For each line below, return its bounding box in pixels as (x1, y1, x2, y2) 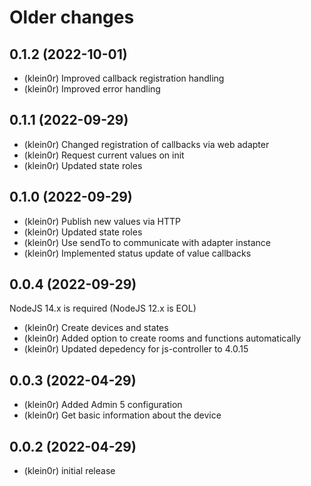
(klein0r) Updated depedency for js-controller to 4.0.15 (23, 343, 249, 355)
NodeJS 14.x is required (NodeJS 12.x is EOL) (9, 302, 197, 315)
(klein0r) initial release (23, 465, 116, 477)
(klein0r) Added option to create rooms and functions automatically (23, 332, 302, 345)
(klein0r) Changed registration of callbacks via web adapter (23, 138, 270, 150)
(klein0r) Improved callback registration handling (23, 72, 225, 84)
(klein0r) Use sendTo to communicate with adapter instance (23, 236, 272, 248)
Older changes (9, 6, 135, 29)
